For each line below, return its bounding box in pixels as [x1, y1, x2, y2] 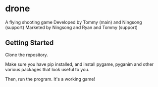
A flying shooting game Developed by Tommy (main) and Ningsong [5, 19, 142, 25]
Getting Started [5, 39, 54, 47]
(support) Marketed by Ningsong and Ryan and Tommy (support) [5, 24, 138, 30]
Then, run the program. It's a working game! [5, 76, 96, 82]
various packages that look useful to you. [5, 66, 90, 72]
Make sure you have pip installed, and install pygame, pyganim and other [5, 61, 154, 67]
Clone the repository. [5, 52, 48, 58]
